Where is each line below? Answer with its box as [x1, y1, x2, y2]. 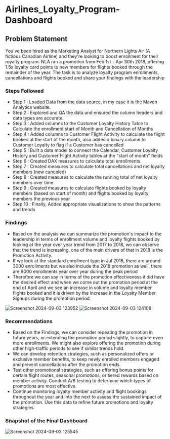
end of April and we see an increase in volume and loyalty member [12, 285, 152, 291]
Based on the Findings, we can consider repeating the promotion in [12, 329, 153, 335]
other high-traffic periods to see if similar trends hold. [12, 345, 125, 351]
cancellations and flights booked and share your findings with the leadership [5, 75, 165, 81]
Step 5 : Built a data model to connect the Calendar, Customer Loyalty [12, 147, 158, 153]
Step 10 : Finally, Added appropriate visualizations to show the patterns [12, 201, 161, 207]
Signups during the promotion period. [12, 295, 91, 301]
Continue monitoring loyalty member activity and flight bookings [12, 388, 147, 394]
